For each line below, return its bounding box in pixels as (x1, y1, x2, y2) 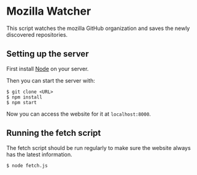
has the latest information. (6, 151, 72, 158)
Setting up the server (6, 49, 89, 59)
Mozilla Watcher (6, 4, 91, 18)
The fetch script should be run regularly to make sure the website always (6, 144, 191, 151)
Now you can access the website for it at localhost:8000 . (6, 110, 152, 117)
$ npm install (6, 94, 43, 100)
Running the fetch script (6, 128, 101, 138)
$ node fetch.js (6, 162, 48, 169)
